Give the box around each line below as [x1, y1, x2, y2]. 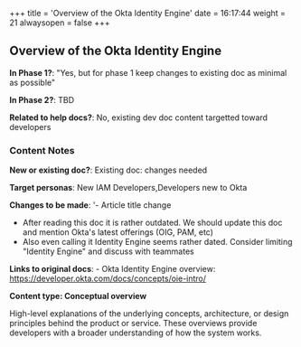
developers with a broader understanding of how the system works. [9, 327, 262, 338]
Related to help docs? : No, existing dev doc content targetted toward [9, 112, 268, 123]
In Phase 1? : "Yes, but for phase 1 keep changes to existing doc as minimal [9, 67, 287, 78]
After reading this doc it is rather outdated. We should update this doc [22, 217, 283, 229]
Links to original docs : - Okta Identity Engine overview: [9, 264, 216, 275]
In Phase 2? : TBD [9, 94, 75, 105]
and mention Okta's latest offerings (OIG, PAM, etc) [22, 227, 214, 238]
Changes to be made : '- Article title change [9, 200, 172, 211]
